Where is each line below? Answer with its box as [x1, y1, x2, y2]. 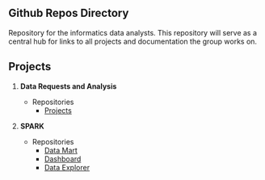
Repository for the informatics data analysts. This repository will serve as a [8, 27, 257, 37]
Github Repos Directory [8, 6, 129, 20]
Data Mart [44, 145, 78, 155]
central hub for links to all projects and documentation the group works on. [8, 36, 257, 46]
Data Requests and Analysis [19, 81, 117, 91]
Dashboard [44, 153, 82, 164]
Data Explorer [44, 162, 90, 172]
